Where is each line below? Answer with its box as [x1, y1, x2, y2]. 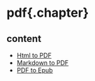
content [6, 33, 42, 45]
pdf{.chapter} [6, 5, 89, 21]
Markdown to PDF [16, 59, 69, 67]
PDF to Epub [16, 66, 53, 74]
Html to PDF [16, 51, 52, 59]
